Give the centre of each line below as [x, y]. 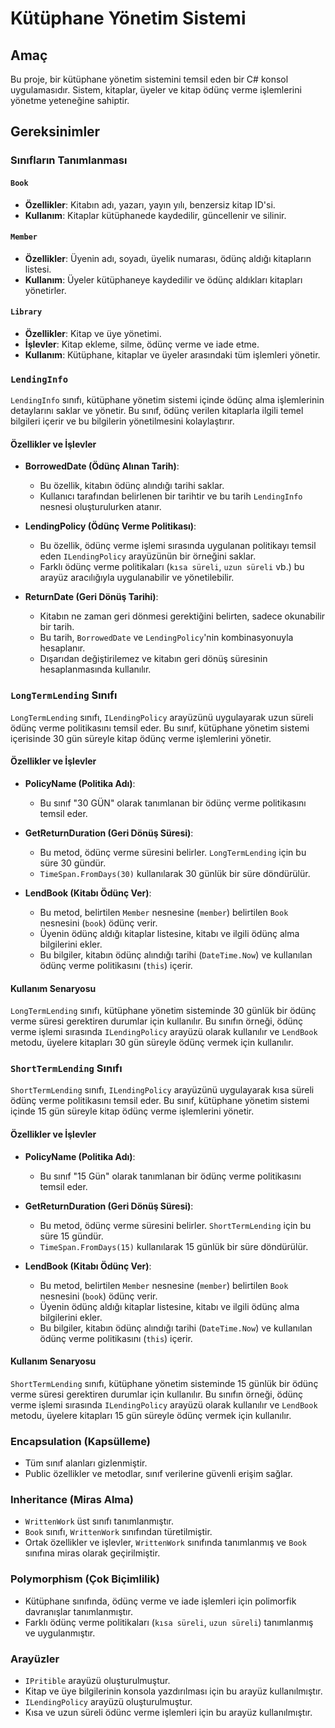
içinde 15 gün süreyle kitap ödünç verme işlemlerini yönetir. [132, 1111]
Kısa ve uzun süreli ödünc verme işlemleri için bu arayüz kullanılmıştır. [168, 1713]
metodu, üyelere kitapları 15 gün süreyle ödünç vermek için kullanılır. [151, 1415]
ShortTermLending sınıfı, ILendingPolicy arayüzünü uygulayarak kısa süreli [162, 1090]
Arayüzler [35, 1659]
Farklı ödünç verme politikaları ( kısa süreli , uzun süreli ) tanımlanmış [169, 1622]
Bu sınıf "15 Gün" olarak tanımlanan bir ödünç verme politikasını [170, 1176]
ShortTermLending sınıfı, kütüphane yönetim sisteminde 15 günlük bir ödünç [164, 1383]
